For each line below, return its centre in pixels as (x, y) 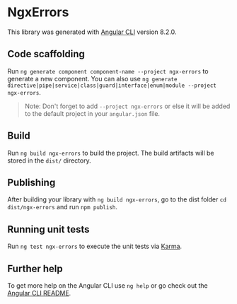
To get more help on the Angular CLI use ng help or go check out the (108, 286)
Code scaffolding (46, 54)
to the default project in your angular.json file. (92, 113)
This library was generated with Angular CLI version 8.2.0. (92, 32)
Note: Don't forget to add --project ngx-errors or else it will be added (127, 106)
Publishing (31, 182)
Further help (35, 268)
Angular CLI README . (39, 293)
